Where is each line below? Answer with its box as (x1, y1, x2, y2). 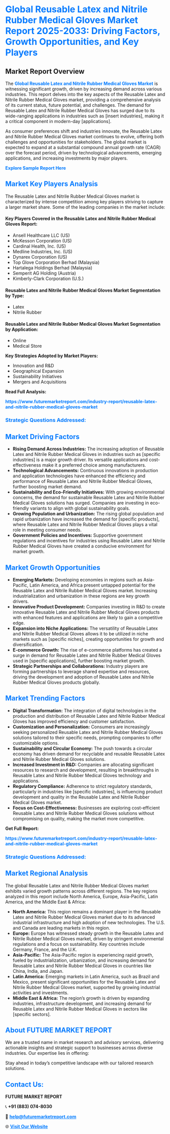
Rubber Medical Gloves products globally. (12, 679, 100, 685)
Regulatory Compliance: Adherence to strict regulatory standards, (12, 783, 153, 789)
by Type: (5, 292, 24, 298)
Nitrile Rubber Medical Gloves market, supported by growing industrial (12, 984, 160, 990)
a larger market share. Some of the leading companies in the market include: (5, 204, 165, 210)
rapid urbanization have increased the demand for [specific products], (12, 516, 160, 522)
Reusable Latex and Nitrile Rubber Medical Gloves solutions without (12, 810, 154, 816)
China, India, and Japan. (12, 968, 63, 974)
